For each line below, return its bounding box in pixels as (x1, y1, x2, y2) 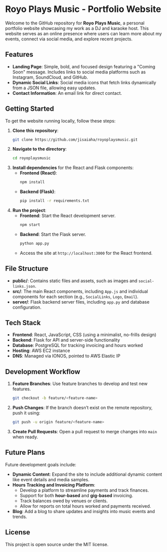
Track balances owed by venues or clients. (19, 498, 108, 504)
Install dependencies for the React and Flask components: (12, 165, 134, 171)
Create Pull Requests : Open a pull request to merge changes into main (12, 429, 158, 434)
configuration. (12, 304, 41, 310)
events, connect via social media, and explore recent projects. (5, 36, 133, 42)
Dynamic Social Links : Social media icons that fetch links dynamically (12, 79, 157, 85)
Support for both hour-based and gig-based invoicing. (19, 492, 134, 498)
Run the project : (12, 207, 46, 213)
